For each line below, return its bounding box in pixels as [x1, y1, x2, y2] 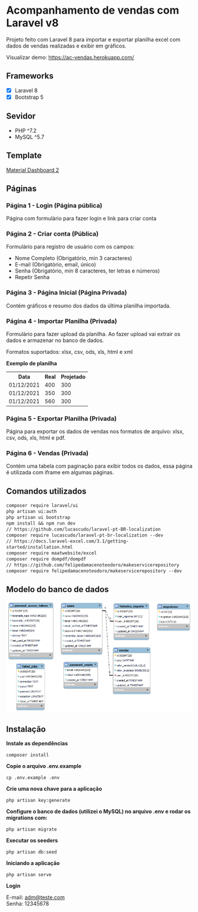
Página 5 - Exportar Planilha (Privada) [6, 414, 117, 422]
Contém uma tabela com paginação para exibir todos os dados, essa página [6, 462, 193, 470]
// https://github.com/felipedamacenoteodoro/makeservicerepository [6, 562, 180, 568]
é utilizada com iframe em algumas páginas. [6, 469, 114, 476]
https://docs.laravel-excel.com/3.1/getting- [14, 538, 129, 544]
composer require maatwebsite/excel [6, 550, 97, 556]
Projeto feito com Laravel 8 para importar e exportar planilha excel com [6, 36, 181, 43]
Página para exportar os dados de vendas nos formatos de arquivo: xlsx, [6, 428, 184, 435]
